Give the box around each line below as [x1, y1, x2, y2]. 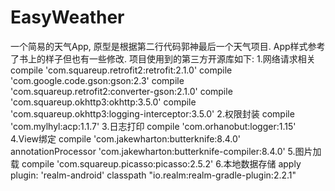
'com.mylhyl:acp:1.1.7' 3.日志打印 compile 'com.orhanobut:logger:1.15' [10, 120, 297, 132]
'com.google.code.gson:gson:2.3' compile [10, 74, 185, 86]
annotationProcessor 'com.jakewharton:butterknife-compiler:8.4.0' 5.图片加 [10, 145, 322, 157]
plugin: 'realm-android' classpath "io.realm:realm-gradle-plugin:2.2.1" [10, 169, 297, 181]
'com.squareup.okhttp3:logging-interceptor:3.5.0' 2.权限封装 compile [10, 107, 295, 120]
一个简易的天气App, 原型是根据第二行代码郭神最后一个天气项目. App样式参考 [10, 40, 326, 52]
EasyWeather [10, 6, 125, 29]
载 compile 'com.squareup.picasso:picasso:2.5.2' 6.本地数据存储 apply [10, 157, 302, 170]
